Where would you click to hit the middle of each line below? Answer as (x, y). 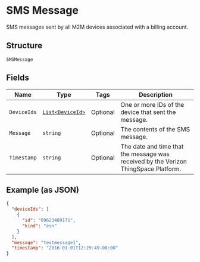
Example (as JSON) (43, 189)
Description (156, 94)
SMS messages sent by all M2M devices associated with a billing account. (97, 27)
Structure (24, 46)
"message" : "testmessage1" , (46, 242)
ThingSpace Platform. (151, 169)
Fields (18, 78)
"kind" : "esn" (40, 226)
